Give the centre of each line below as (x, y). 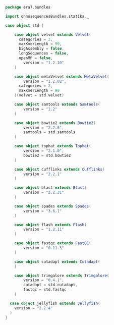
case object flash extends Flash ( (50, 225)
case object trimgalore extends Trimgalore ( (62, 276)
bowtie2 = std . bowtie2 (47, 155)
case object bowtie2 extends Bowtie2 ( (55, 123)
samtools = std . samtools (49, 132)
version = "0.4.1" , (44, 280)
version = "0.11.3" (44, 248)
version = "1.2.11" (44, 230)
